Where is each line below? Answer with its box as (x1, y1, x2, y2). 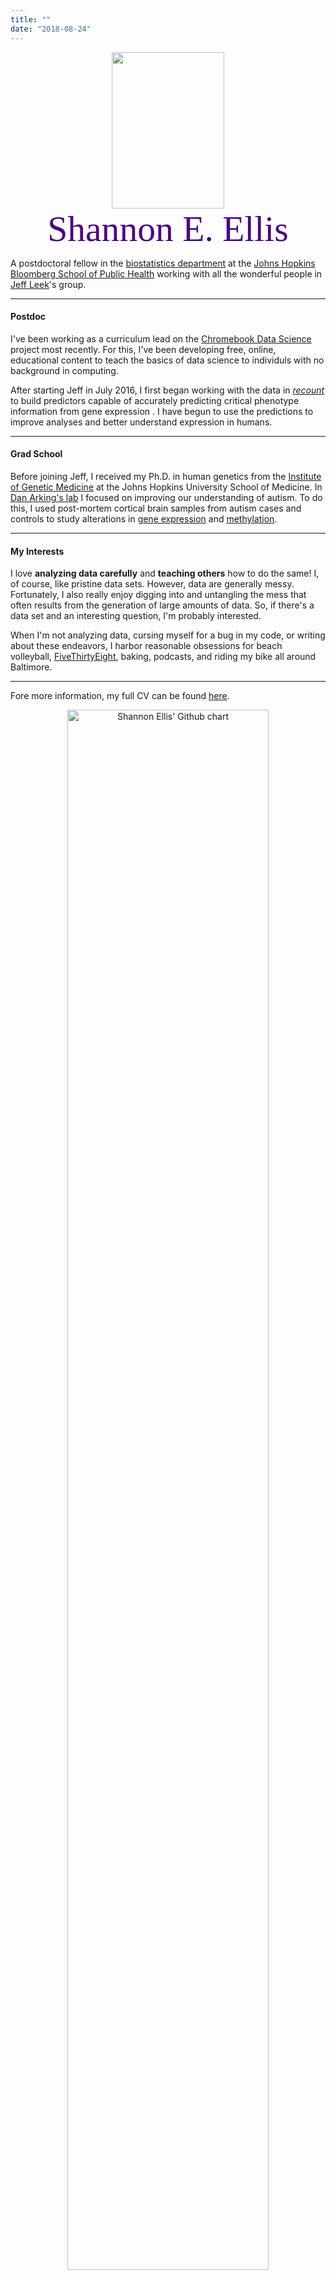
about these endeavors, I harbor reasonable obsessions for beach (10, 640, 283, 652)
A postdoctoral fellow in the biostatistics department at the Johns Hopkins (10, 257, 316, 269)
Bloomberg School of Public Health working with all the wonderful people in (10, 267, 323, 280)
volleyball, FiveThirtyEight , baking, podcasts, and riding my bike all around (10, 651, 317, 663)
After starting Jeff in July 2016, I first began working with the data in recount (10, 384, 325, 396)
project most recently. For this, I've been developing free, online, (10, 343, 277, 355)
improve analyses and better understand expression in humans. (10, 416, 273, 428)
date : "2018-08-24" (10, 24, 92, 34)
